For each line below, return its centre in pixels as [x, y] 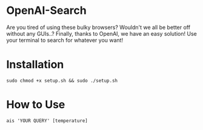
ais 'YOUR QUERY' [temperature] [47, 121]
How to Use [36, 105]
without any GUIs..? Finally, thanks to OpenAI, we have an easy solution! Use [101, 33]
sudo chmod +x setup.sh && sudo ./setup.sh [62, 80]
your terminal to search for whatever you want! [65, 40]
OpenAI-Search [46, 11]
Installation [35, 65]
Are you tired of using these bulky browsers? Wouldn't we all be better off [98, 27]
